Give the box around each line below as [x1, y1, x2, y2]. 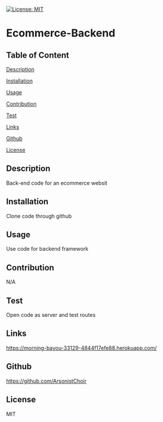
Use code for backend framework [6, 245, 89, 253]
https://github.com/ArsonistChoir [6, 377, 87, 385]
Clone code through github [6, 212, 72, 219]
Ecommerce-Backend [6, 27, 116, 40]
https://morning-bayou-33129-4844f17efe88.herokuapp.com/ [6, 344, 157, 351]
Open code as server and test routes [6, 311, 96, 319]
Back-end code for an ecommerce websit [6, 179, 108, 187]
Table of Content [6, 50, 69, 60]
